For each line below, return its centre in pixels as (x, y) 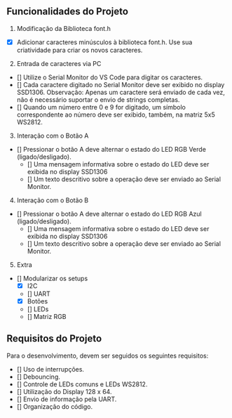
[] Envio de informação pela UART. (67, 399)
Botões (37, 301)
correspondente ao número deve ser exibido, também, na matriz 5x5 (116, 115)
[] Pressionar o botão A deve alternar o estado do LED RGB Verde (111, 149)
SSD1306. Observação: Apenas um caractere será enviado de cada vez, (121, 92)
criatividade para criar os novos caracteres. (80, 50)
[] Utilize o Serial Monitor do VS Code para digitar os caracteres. (110, 77)
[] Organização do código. (54, 406)
